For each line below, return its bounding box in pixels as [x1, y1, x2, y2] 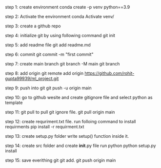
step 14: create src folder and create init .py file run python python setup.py [5, 143, 156, 148]
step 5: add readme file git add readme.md [5, 42, 91, 48]
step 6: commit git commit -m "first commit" [5, 51, 94, 57]
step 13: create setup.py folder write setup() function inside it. [5, 133, 129, 139]
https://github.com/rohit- [84, 70, 135, 76]
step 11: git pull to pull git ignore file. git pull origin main [5, 109, 115, 115]
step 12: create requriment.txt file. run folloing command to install [5, 119, 136, 124]
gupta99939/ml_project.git [5, 76, 59, 81]
